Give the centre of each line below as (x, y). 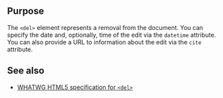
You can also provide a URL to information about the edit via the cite (104, 42)
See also (26, 71)
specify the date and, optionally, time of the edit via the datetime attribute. (111, 35)
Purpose (26, 11)
